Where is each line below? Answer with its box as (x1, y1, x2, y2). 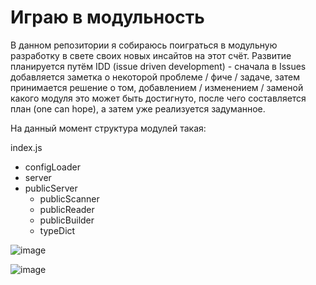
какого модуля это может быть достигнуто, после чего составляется (10, 92, 307, 104)
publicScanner (39, 192, 100, 205)
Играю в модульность (10, 6, 205, 29)
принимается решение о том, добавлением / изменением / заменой (10, 81, 304, 93)
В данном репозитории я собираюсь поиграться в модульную (10, 39, 278, 51)
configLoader (24, 161, 81, 173)
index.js (10, 141, 43, 153)
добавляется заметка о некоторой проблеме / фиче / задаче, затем (10, 71, 301, 83)
